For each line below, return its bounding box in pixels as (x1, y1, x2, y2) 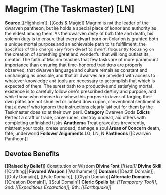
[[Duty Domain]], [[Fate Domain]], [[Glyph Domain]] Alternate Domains (5, 173, 151, 179)
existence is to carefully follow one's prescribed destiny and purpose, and (5, 88, 157, 94)
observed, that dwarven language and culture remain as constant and (5, 67, 148, 73)
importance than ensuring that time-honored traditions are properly (5, 62, 143, 68)
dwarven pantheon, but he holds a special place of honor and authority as (5, 25, 156, 31)
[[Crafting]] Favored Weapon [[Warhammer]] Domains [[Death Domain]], (5, 168, 155, 174)
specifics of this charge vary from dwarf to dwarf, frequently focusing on (5, 46, 155, 52)
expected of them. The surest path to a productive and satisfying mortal (5, 83, 152, 89)
